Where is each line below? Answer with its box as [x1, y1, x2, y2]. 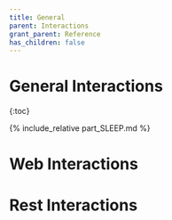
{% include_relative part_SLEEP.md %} [9, 123, 151, 134]
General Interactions [9, 77, 164, 96]
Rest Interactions [9, 195, 138, 215]
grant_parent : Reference [9, 29, 101, 38]
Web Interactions [9, 154, 139, 175]
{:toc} [9, 106, 30, 117]
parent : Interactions [9, 21, 90, 30]
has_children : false [9, 37, 86, 47]
